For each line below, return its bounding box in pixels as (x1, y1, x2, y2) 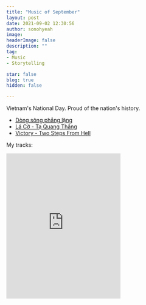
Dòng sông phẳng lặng (15, 117, 73, 124)
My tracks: (6, 141, 33, 149)
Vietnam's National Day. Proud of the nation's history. (6, 105, 141, 112)
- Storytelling (6, 60, 45, 66)
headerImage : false (6, 37, 56, 43)
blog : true (6, 77, 34, 83)
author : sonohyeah (6, 26, 53, 32)
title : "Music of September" (6, 9, 80, 15)
